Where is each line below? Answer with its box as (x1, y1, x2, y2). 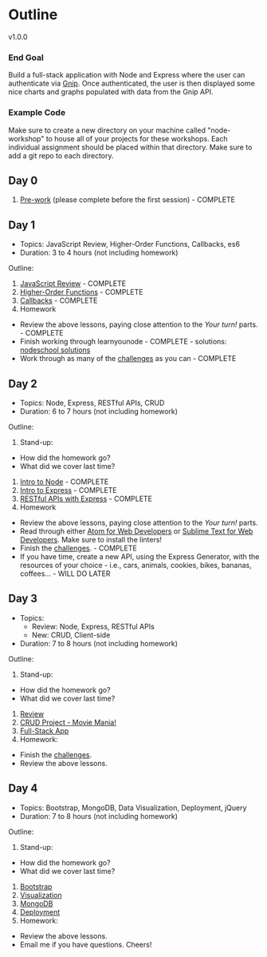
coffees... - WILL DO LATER (19, 569, 111, 578)
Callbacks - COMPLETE (19, 296, 98, 305)
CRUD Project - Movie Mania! (19, 717, 117, 727)
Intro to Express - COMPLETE (19, 485, 117, 494)
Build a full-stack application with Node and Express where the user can (8, 70, 245, 80)
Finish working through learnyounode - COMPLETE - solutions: (19, 337, 227, 347)
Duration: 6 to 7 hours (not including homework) (19, 406, 178, 416)
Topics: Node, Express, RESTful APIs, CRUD (19, 398, 165, 407)
